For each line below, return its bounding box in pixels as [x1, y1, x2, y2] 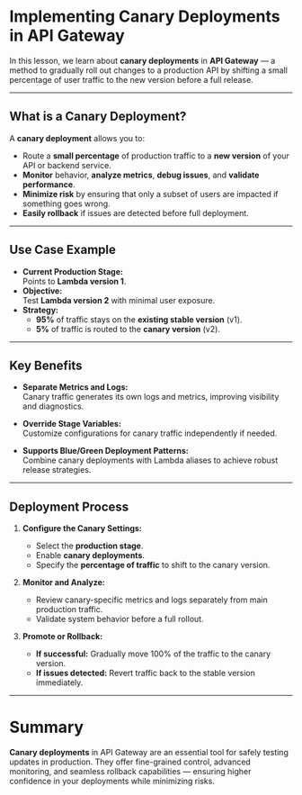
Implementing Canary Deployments [9, 6, 280, 27]
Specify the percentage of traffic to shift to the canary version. [35, 560, 271, 571]
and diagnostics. [22, 401, 84, 411]
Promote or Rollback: [22, 631, 103, 642]
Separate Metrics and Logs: [22, 382, 129, 393]
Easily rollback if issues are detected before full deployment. [22, 207, 249, 218]
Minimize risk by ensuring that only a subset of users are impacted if [22, 188, 279, 199]
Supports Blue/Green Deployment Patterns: [22, 446, 189, 456]
